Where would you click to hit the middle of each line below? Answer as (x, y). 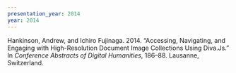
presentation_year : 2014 (44, 14)
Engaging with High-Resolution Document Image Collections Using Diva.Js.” (118, 48)
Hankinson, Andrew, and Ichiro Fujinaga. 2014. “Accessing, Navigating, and (117, 40)
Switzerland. (25, 62)
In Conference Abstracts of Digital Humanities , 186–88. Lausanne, (103, 55)
